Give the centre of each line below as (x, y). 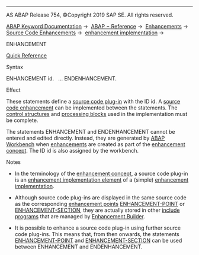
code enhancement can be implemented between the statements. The (92, 108)
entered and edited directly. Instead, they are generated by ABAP (86, 138)
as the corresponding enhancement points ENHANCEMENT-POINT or (99, 204)
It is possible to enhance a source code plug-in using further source (98, 228)
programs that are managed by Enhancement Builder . (80, 216)
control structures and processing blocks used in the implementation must (97, 114)
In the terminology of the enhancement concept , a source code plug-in (101, 173)
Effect (13, 90)
